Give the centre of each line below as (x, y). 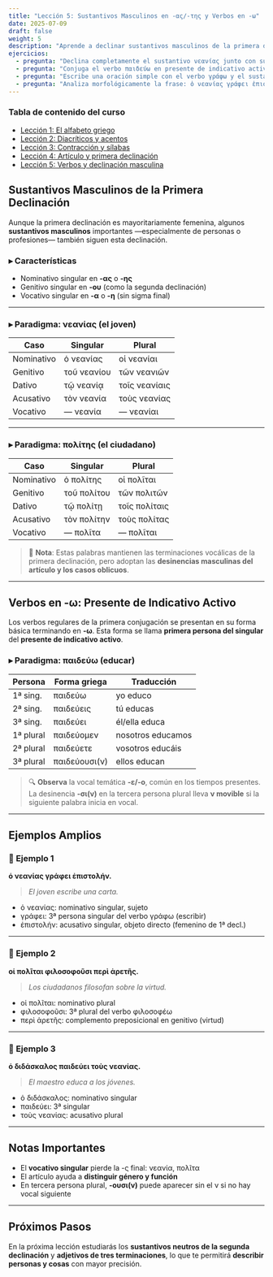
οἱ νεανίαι (139, 359)
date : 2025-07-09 (38, 24)
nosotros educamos (154, 734)
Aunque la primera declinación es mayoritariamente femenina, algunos (127, 222)
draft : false (30, 31)
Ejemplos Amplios (55, 835)
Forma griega (80, 682)
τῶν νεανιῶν (144, 372)
